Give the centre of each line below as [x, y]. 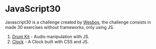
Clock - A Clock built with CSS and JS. [50, 41]
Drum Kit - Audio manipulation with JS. [50, 37]
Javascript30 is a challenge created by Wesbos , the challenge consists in [78, 22]
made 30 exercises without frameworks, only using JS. [60, 27]
